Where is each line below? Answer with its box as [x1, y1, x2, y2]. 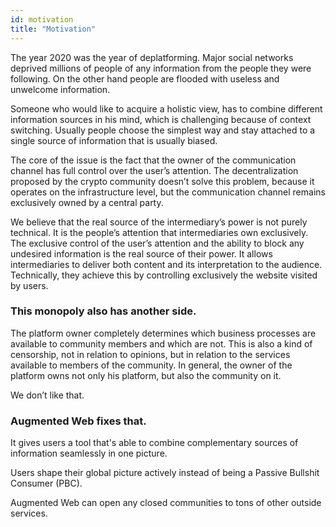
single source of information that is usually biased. [10, 134, 218, 146]
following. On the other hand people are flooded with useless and [10, 72, 280, 85]
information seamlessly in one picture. [10, 447, 168, 460]
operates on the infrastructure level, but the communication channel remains [10, 186, 326, 198]
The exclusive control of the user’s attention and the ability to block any [10, 237, 305, 249]
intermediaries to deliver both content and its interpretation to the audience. [10, 258, 323, 270]
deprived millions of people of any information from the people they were [10, 62, 312, 74]
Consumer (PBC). [10, 477, 83, 490]
